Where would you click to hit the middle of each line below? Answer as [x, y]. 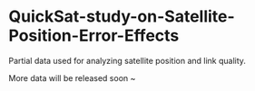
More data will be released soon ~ [72, 77]
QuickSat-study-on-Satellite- [122, 17]
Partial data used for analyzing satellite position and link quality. [127, 60]
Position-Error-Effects [94, 36]
